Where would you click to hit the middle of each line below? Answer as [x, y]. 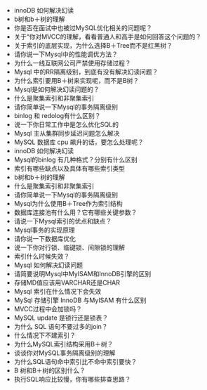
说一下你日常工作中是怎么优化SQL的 [66, 124]
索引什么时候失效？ [42, 256]
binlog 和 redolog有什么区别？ [57, 116]
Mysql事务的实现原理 [44, 230]
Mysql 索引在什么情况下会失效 [58, 291]
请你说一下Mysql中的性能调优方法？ [66, 54]
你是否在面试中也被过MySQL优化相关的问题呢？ [83, 28]
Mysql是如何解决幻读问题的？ [56, 89]
